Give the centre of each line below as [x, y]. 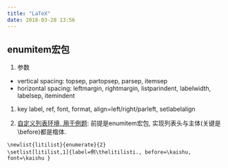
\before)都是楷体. [42, 132]
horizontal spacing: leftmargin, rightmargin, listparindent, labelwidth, [114, 88]
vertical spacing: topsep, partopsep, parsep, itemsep [92, 81]
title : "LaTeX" [29, 13]
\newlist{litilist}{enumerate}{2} [57, 145]
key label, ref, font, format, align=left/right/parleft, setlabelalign [106, 109]
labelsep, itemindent [46, 96]
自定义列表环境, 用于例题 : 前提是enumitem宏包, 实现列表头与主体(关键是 [119, 123]
